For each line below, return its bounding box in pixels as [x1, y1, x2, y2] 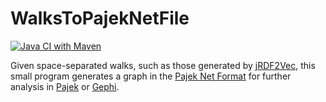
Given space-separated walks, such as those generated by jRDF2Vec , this [10, 59, 316, 71]
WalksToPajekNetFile [10, 7, 190, 30]
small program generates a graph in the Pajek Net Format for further [10, 70, 292, 82]
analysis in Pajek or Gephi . [10, 80, 120, 92]
